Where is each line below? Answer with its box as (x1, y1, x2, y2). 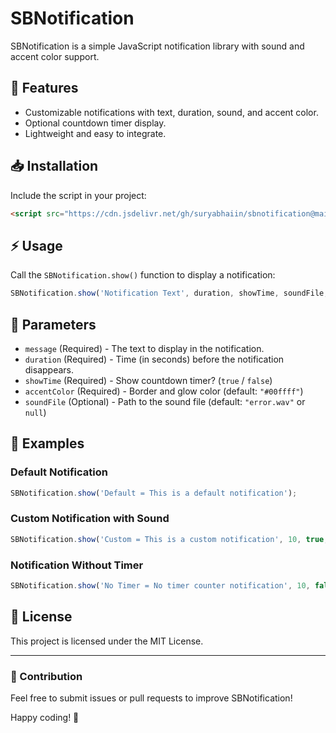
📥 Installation (10, 158, 99, 175)
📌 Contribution (10, 669, 83, 683)
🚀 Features (10, 80, 79, 97)
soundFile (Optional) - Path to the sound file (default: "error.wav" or (24, 395, 306, 407)
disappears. (24, 363, 75, 376)
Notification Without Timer (10, 558, 144, 572)
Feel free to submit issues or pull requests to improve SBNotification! (10, 692, 293, 704)
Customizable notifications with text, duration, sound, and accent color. (24, 106, 319, 118)
